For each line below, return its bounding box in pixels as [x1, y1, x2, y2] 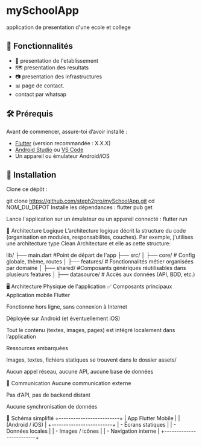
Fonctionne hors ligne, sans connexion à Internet [6, 303, 128, 310]
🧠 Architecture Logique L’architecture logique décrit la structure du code [6, 227, 186, 234]
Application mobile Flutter [6, 292, 71, 299]
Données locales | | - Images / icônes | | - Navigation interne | [6, 427, 160, 435]
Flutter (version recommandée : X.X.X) [14, 139, 111, 146]
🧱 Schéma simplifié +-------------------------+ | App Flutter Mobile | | [6, 415, 180, 422]
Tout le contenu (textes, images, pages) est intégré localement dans [6, 327, 175, 334]
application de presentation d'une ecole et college [6, 24, 131, 31]
